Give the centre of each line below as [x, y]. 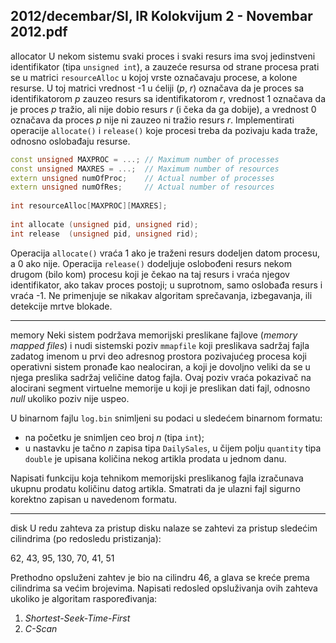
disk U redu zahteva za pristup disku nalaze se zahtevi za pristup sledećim [164, 528]
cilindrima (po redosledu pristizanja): [86, 538]
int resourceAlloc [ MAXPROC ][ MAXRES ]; [89, 206]
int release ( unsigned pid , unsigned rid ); [104, 234]
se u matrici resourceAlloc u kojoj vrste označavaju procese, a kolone [154, 77]
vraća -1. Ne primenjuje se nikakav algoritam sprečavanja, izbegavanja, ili [161, 295]
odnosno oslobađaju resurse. [70, 141]
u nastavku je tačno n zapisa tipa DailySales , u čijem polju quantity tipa [173, 448]
